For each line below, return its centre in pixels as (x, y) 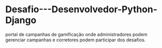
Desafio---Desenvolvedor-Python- (82, 9)
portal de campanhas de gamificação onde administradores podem (76, 34)
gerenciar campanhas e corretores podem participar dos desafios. (76, 40)
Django (21, 20)
